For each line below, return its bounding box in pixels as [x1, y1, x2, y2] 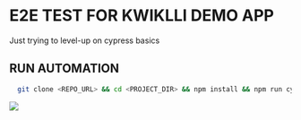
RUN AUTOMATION [9, 61, 119, 76]
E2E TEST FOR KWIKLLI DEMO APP [9, 5, 275, 26]
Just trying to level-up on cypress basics [9, 35, 160, 46]
